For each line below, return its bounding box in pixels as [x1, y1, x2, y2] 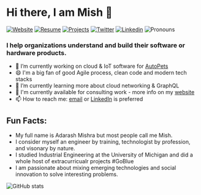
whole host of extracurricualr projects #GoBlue [15, 158, 134, 165]
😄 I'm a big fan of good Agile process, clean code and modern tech [15, 69, 187, 76]
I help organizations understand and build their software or [6, 41, 186, 50]
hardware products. [6, 48, 67, 57]
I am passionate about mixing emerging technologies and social [15, 164, 176, 172]
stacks [15, 76, 32, 83]
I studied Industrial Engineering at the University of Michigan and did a [15, 151, 193, 158]
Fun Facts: [6, 116, 47, 126]
